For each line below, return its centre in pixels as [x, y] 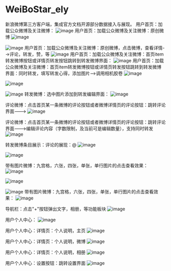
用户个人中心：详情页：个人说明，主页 [45, 230]
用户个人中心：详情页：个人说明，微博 [45, 241]
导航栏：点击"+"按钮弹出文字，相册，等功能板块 [56, 209]
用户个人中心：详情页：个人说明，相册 [45, 252]
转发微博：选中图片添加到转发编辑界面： [67, 94]
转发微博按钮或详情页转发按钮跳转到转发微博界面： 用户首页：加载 [85, 60]
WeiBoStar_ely [37, 9]
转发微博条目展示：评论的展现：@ [41, 144]
